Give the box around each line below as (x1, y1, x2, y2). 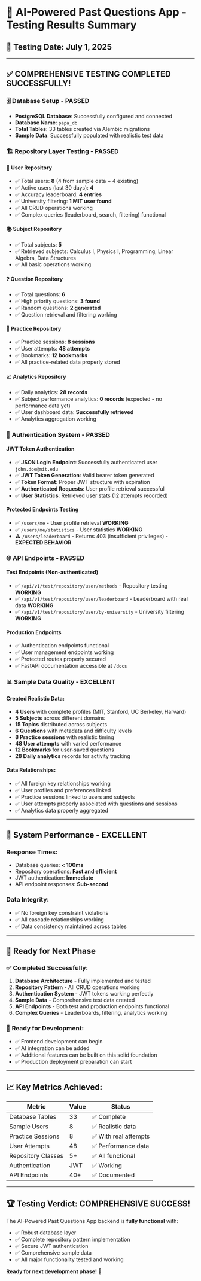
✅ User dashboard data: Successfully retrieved (14, 408, 134, 415)
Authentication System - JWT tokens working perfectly (14, 990, 154, 997)
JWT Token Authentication (6, 445, 75, 452)
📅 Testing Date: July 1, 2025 (6, 42, 112, 52)
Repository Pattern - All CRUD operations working (14, 984, 140, 991)
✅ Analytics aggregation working (14, 415, 97, 422)
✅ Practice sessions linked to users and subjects (14, 793, 135, 801)
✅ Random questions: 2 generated (14, 305, 101, 312)
